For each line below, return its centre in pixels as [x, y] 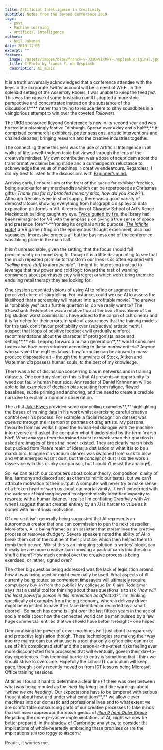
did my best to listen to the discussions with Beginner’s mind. [66, 174]
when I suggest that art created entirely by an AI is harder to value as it [76, 504]
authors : [14, 37]
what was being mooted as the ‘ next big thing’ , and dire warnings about [77, 686]
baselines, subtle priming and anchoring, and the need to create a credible [80, 392]
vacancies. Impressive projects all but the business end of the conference [79, 235]
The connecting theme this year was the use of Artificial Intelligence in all [78, 147]
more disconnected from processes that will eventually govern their [73, 651]
